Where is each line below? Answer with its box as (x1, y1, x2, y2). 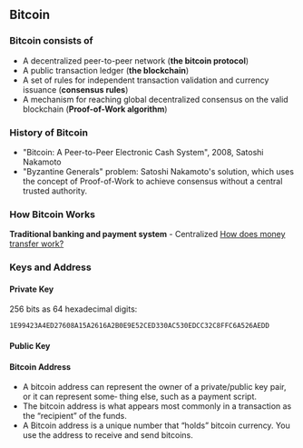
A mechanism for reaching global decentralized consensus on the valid (22, 94, 288, 105)
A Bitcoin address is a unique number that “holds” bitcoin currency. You (22, 420, 290, 431)
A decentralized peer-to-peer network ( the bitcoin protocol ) (22, 55, 249, 66)
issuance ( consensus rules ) (22, 84, 129, 95)
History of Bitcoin (9, 126, 89, 139)
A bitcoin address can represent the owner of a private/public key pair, (22, 382, 288, 393)
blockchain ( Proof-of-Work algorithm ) (22, 104, 168, 114)
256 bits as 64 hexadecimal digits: (9, 304, 138, 314)
